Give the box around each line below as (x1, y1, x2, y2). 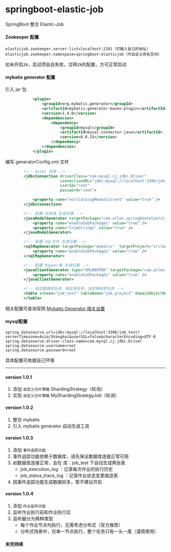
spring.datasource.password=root (5, 348, 76, 353)
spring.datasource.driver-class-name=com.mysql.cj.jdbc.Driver (5, 339, 142, 344)
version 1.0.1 (5, 374, 32, 380)
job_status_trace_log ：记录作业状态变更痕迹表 (20, 472, 118, 478)
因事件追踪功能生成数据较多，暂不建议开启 (12, 478, 102, 485)
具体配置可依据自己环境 (5, 357, 54, 364)
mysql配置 (5, 318, 28, 324)
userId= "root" (60, 183, 90, 188)
